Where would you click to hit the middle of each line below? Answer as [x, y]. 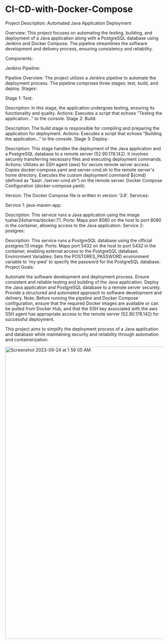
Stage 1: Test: [19, 98]
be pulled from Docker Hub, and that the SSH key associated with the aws [81, 308]
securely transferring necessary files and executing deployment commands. [84, 159]
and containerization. [27, 339]
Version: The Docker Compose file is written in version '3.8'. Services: [77, 195]
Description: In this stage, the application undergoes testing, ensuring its [80, 108]
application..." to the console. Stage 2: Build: [51, 118]
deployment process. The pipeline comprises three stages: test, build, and [82, 83]
